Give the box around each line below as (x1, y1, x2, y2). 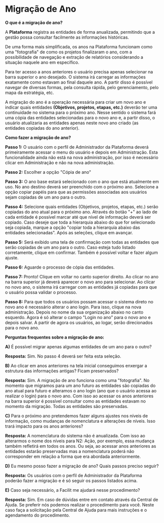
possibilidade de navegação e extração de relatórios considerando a (5, 54, 143, 60)
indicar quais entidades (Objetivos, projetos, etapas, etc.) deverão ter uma (5, 104, 158, 110)
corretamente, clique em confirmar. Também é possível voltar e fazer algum (5, 250, 158, 255)
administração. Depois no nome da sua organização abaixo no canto (5, 309, 143, 315)
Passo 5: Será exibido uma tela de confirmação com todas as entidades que (5, 239, 159, 245)
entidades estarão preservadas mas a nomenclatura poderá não (5, 448, 135, 454)
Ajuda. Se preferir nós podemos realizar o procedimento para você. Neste (5, 501, 154, 507)
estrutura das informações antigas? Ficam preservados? (5, 368, 119, 374)
